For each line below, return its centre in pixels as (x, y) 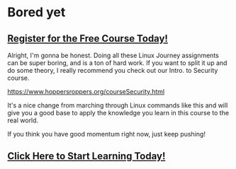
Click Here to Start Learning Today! (86, 156)
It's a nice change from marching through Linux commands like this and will (118, 105)
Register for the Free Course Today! (88, 39)
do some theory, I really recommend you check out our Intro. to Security (113, 70)
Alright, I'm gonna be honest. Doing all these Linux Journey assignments (113, 55)
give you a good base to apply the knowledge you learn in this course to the (118, 113)
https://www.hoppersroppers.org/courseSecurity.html (86, 92)
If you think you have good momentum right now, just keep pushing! (106, 134)
